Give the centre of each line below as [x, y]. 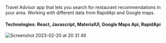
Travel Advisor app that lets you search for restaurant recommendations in [83, 7]
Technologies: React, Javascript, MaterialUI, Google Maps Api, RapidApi [83, 24]
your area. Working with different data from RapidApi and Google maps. [80, 13]
